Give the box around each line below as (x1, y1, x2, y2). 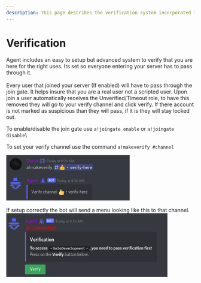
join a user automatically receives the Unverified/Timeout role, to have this (6, 94, 190, 101)
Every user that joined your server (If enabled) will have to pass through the (6, 82, 193, 89)
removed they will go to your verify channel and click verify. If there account (6, 101, 194, 108)
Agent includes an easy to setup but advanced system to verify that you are (6, 56, 193, 63)
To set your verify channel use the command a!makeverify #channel (6, 143, 175, 150)
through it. (6, 69, 32, 76)
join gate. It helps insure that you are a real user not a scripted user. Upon (6, 88, 187, 95)
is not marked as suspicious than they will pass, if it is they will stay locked (6, 107, 190, 114)
